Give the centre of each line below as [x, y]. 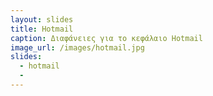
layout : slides [42, 19]
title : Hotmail [42, 29]
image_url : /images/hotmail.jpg [77, 47]
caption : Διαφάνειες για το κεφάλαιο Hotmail [106, 38]
